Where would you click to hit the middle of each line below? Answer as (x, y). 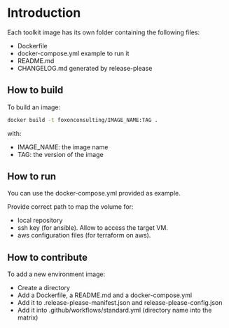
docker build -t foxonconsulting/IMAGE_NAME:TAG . (83, 120)
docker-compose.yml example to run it (73, 53)
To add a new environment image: (56, 274)
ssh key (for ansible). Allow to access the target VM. (92, 228)
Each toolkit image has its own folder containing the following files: (104, 32)
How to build (35, 90)
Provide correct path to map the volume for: (70, 207)
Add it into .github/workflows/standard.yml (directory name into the (114, 310)
